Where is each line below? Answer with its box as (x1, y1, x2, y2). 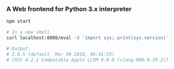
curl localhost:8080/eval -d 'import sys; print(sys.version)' (6, 35, 169, 41)
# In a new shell (6, 29, 50, 35)
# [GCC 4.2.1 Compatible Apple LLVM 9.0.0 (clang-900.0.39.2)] (6, 56, 169, 63)
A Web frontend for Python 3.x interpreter (6, 5, 132, 13)
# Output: (6, 46, 31, 52)
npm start (6, 19, 31, 25)
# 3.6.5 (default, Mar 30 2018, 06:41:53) (6, 51, 115, 57)
